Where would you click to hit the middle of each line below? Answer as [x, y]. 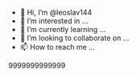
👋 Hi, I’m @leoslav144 [56, 12]
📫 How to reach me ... [57, 47]
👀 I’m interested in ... [54, 21]
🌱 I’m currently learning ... [63, 29]
